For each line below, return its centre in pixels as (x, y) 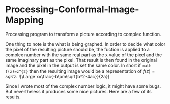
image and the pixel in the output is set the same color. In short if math (78, 65)
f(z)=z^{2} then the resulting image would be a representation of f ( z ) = (80, 71)
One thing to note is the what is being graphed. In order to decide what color (86, 44)
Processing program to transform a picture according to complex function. (83, 34)
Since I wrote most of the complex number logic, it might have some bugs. (83, 86)
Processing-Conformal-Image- (72, 9)
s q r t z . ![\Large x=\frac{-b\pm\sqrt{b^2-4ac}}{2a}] (58, 76)
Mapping (25, 20)
